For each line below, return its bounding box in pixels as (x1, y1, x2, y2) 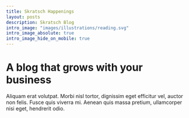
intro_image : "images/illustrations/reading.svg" (6, 25, 129, 31)
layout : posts (6, 14, 41, 20)
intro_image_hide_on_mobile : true (6, 36, 90, 41)
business (6, 74, 51, 86)
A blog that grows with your (6, 61, 143, 74)
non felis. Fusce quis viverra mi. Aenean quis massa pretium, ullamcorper (6, 99, 183, 106)
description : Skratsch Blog (6, 19, 75, 25)
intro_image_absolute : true (6, 30, 75, 36)
